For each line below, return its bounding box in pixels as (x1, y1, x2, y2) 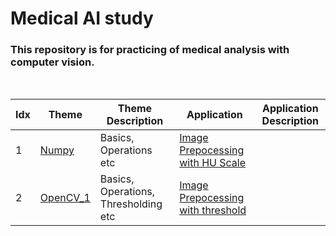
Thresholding (99, 197, 163, 211)
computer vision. (10, 55, 95, 69)
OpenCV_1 (39, 191, 91, 205)
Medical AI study (10, 7, 154, 30)
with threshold (179, 203, 247, 217)
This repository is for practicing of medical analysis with (10, 43, 290, 57)
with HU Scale (179, 156, 246, 170)
